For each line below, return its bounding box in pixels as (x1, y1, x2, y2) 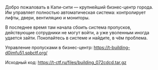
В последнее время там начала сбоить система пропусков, (5, 24, 132, 30)
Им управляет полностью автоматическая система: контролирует (5, 9, 146, 15)
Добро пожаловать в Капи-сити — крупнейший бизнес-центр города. (5, 4, 154, 10)
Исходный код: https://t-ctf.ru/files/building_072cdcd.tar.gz (5, 60, 127, 65)
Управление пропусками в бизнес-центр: (5, 45, 93, 50)
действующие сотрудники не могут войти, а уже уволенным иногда (5, 30, 150, 35)
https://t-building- (93, 45, 130, 50)
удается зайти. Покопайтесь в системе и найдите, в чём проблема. (5, 35, 148, 41)
